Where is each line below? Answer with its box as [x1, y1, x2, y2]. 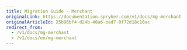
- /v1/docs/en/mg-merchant [11, 35, 77, 41]
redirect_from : [6, 24, 43, 30]
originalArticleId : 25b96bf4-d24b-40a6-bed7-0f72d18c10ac [6, 19, 150, 25]
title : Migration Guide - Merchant [6, 8, 93, 14]
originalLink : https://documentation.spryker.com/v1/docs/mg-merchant [6, 14, 182, 20]
